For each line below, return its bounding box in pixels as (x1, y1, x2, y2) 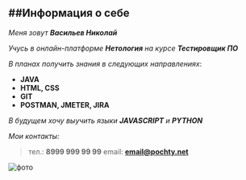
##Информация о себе (8, 6, 130, 20)
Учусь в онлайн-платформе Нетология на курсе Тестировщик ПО (8, 43, 239, 53)
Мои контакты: (8, 131, 60, 141)
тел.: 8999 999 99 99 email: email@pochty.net (27, 146, 189, 156)
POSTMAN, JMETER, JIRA (19, 100, 110, 109)
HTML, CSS (19, 83, 60, 92)
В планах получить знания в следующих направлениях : (8, 59, 202, 68)
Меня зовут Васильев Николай (8, 27, 118, 37)
